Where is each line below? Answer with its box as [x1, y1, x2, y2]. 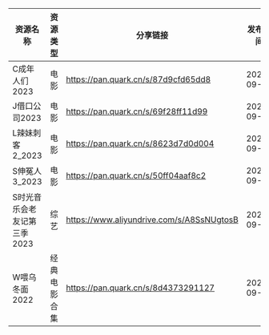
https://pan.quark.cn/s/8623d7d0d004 [66, 138, 215, 149]
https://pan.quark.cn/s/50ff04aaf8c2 [66, 170, 207, 181]
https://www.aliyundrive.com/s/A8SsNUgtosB [66, 214, 239, 225]
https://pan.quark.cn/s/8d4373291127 [66, 282, 215, 293]
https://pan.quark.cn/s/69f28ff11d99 [66, 106, 208, 117]
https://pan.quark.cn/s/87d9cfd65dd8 [66, 74, 211, 85]
